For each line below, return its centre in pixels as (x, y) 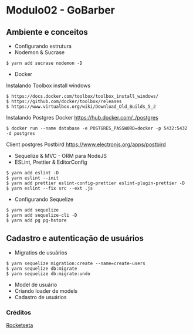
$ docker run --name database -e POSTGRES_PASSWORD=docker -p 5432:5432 (97, 128)
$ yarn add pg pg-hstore (36, 220)
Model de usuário (36, 285)
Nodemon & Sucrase (40, 52)
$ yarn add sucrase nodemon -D (44, 63)
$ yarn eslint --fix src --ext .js (50, 189)
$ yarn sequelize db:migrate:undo (48, 274)
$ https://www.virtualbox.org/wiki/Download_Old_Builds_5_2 (81, 107)
